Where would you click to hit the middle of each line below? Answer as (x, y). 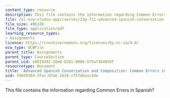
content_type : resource (30, 10)
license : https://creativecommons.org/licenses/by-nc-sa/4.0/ (72, 43)
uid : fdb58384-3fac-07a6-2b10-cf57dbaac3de (52, 76)
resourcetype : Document (30, 66)
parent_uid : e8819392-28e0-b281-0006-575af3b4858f (60, 62)
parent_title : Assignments (34, 52)
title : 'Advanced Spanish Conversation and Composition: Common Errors (82, 71)
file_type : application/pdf (35, 29)
